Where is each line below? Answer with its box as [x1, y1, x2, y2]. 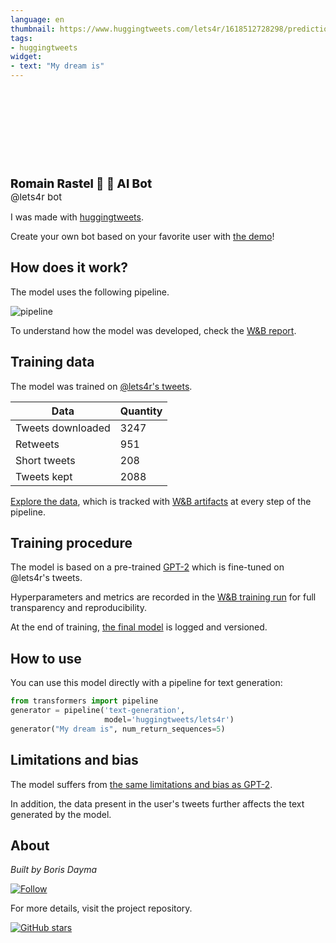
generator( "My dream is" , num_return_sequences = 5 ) [10, 724, 226, 734]
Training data [10, 354, 95, 371]
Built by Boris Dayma [10, 864, 97, 876]
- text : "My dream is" [10, 61, 105, 71]
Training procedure [10, 535, 133, 552]
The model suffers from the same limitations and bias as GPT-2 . [10, 778, 273, 790]
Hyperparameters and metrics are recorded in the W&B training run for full [10, 591, 317, 603]
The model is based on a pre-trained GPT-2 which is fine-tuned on [10, 561, 285, 573]
